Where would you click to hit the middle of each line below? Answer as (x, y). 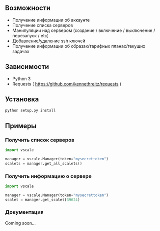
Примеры (21, 126)
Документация (24, 212)
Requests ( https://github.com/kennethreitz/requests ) (67, 84)
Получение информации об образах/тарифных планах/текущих (79, 46)
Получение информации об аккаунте (51, 20)
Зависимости (27, 67)
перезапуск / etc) (30, 35)
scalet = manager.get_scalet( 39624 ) (42, 200)
